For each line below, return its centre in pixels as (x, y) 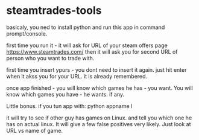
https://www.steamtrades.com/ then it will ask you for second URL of (92, 51)
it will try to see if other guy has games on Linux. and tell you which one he (99, 118)
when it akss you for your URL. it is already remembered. (77, 76)
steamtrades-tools (54, 11)
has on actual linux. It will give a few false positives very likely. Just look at (99, 124)
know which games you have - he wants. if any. (65, 94)
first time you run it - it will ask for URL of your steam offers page (87, 45)
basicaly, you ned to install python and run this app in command (86, 27)
